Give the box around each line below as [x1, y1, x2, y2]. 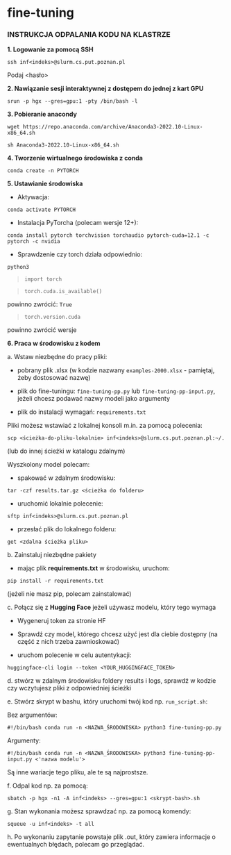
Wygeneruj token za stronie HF [17, 617, 106, 625]
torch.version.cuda [24, 314, 81, 321]
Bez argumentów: [7, 711, 58, 720]
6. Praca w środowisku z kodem [7, 339, 101, 348]
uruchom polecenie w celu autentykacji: [17, 651, 132, 659]
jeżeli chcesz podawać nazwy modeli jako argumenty [17, 395, 171, 403]
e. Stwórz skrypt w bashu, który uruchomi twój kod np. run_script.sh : [7, 697, 208, 706]
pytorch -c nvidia [7, 238, 60, 245]
